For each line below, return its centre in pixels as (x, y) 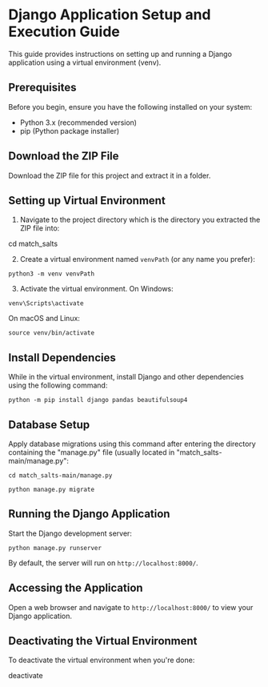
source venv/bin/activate (51, 333)
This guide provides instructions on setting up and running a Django (120, 54)
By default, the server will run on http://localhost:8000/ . (103, 563)
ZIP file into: (40, 228)
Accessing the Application (76, 588)
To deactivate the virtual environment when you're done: (102, 660)
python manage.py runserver (55, 548)
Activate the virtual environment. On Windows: (96, 289)
